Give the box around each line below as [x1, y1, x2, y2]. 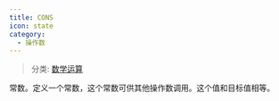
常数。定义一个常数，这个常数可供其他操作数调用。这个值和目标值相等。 [9, 82, 275, 94]
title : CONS [9, 13, 53, 22]
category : [9, 29, 46, 38]
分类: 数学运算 [30, 63, 83, 74]
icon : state [9, 21, 53, 30]
